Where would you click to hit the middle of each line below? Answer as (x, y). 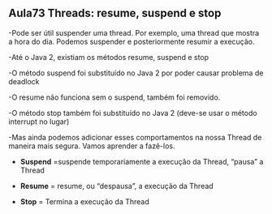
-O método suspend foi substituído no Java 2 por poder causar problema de (136, 73)
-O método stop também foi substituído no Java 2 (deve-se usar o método (133, 113)
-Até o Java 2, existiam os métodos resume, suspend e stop (109, 57)
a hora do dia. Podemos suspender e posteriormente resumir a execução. (132, 41)
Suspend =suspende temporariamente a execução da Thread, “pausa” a (142, 161)
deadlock (24, 81)
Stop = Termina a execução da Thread (85, 201)
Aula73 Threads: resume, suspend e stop (115, 13)
